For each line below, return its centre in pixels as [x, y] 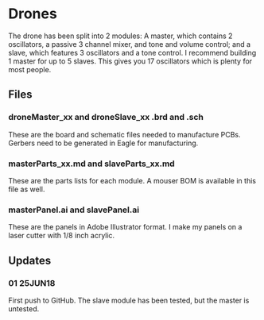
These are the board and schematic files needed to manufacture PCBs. [124, 134]
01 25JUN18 [32, 283]
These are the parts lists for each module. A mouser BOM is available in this [132, 180]
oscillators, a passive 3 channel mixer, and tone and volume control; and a [130, 44]
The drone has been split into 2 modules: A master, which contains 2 [120, 36]
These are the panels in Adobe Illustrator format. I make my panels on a [125, 227]
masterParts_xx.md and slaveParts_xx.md [91, 164]
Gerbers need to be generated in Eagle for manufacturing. [103, 143]
